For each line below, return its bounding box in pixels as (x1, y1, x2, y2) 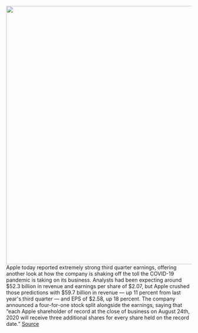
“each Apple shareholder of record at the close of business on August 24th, (6, 308, 190, 315)
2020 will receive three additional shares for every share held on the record (6, 314, 190, 321)
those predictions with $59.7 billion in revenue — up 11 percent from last (6, 289, 181, 296)
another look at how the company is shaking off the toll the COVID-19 (6, 270, 174, 277)
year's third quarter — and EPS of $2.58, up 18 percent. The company (6, 295, 176, 302)
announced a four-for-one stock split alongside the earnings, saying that (6, 302, 183, 308)
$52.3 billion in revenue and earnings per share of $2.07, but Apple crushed (6, 283, 190, 289)
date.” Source (6, 321, 39, 327)
